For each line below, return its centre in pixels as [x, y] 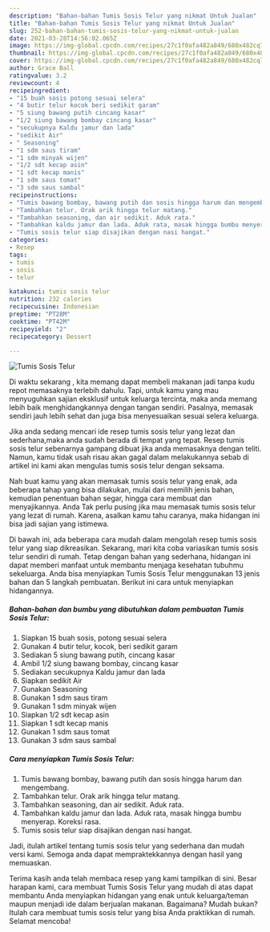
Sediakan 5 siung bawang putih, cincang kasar [98, 655]
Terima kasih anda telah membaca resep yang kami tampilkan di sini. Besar [133, 879]
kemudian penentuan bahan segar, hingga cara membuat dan [111, 498]
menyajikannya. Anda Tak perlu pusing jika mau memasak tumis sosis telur [132, 507]
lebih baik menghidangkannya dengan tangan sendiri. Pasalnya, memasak [131, 407]
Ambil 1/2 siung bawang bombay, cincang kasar [100, 664]
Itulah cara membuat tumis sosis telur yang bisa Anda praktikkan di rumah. [132, 913]
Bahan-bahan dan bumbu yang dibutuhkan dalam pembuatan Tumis [127, 609]
